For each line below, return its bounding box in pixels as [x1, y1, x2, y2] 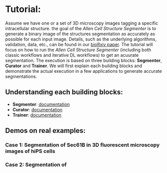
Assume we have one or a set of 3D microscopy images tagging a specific [5, 20, 158, 26]
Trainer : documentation [12, 112, 61, 118]
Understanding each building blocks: [5, 88, 123, 96]
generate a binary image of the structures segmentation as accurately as [5, 31, 155, 37]
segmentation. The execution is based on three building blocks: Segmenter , [5, 57, 162, 63]
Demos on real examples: [5, 126, 86, 135]
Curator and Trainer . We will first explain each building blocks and [5, 63, 142, 69]
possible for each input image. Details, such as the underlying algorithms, [5, 36, 157, 42]
